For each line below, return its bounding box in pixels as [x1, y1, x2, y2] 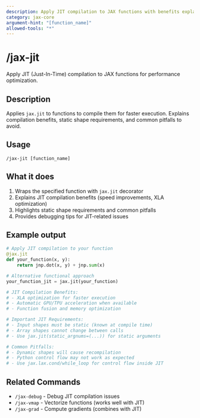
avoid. [6, 122, 21, 130]
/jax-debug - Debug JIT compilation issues [14, 393, 120, 400]
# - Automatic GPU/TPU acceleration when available [6, 300, 137, 306]
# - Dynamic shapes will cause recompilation [6, 349, 121, 356]
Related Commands [6, 377, 81, 387]
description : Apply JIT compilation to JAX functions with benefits [6, 8, 180, 15]
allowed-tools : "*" [6, 25, 55, 32]
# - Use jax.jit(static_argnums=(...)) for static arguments [6, 333, 161, 339]
